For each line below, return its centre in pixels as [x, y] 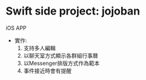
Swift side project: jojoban [73, 11]
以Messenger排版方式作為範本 [61, 63]
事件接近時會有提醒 [48, 70]
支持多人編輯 [39, 48]
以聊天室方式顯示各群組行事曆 [61, 55]
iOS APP [16, 28]
